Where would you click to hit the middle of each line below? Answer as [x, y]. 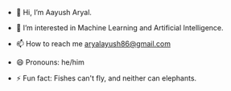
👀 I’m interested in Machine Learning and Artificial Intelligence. [120, 28]
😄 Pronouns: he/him [50, 62]
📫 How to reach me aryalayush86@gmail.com [93, 44]
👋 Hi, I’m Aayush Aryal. [54, 12]
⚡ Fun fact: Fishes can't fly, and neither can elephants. [106, 78]
